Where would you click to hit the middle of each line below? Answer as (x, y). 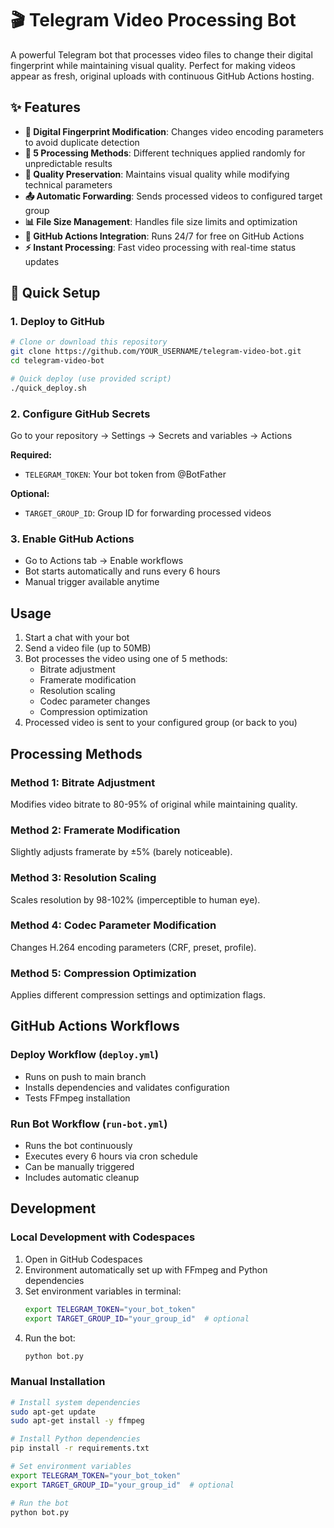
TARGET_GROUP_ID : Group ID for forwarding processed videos (148, 513)
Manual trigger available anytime (92, 582)
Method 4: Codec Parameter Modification (113, 925)
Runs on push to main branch (85, 1076)
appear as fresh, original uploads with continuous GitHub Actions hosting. (162, 76)
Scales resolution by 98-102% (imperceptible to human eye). (135, 899)
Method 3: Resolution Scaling (83, 878)
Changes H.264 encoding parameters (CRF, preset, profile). (133, 947)
